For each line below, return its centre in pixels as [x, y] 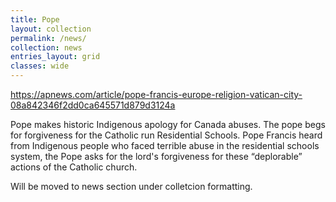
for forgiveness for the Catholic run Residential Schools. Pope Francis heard [166, 135]
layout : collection [51, 29]
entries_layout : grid [55, 57]
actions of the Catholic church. [74, 167]
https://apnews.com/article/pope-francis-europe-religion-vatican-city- [156, 94]
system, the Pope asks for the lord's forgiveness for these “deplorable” [156, 156]
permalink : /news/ [48, 38]
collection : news [46, 47]
